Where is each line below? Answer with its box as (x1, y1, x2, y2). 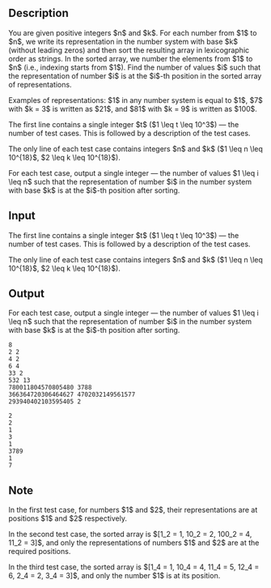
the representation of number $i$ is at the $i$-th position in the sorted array (8, 70, 262, 80)
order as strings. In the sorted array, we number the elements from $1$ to (8, 53, 253, 63)
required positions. (8, 547, 71, 556)
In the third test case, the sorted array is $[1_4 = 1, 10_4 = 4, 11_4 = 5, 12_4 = (8, 562, 260, 572)
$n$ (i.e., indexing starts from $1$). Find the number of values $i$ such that (8, 62, 261, 72)
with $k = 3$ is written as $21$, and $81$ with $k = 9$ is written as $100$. (8, 104, 257, 113)
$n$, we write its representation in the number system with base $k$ (8, 36, 239, 46)
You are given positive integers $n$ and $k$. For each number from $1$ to (8, 28, 257, 37)
